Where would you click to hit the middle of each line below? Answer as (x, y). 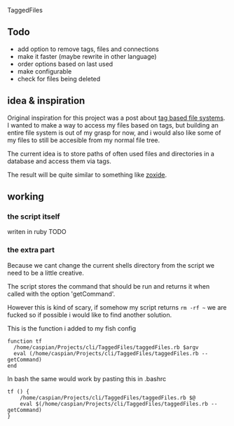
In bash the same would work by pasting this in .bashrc (87, 378)
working (26, 197)
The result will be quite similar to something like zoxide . (87, 174)
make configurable (44, 71)
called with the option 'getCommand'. (61, 294)
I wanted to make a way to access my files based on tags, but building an (113, 125)
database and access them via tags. (60, 161)
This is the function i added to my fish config (72, 328)
